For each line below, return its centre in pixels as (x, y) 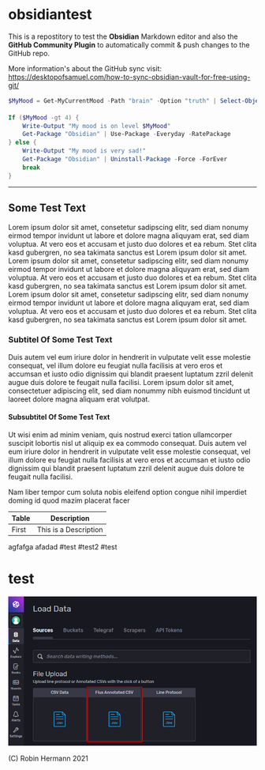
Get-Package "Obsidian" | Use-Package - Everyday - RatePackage (127, 134)
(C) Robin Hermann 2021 (49, 758)
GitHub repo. (29, 53)
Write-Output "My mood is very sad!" (84, 151)
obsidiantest (50, 15)
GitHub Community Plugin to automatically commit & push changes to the (129, 44)
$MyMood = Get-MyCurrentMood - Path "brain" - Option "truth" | (112, 100)
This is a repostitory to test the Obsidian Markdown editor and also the (123, 36)
